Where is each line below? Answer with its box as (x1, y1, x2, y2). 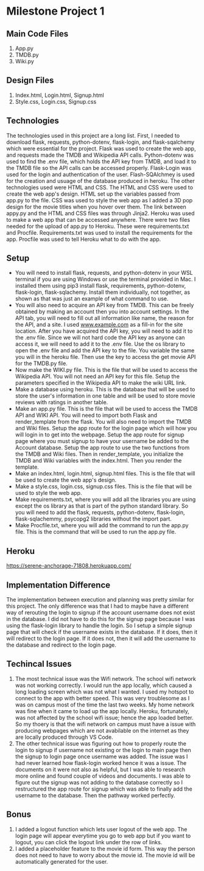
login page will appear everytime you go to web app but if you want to (15, 832, 191, 839)
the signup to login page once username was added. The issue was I (15, 753, 188, 760)
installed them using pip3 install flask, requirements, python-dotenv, (15, 282, 186, 290)
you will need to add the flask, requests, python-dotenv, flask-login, (15, 509, 185, 516)
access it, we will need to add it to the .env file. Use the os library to (15, 340, 186, 348)
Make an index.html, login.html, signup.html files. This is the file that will (15, 470, 195, 477)
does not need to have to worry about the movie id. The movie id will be (15, 851, 195, 859)
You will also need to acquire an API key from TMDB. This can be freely (15, 302, 194, 309)
